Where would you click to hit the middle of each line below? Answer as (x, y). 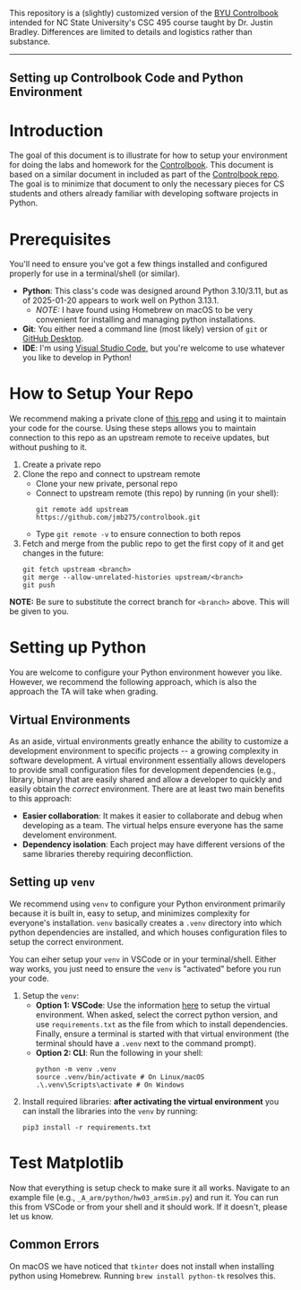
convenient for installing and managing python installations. (146, 320)
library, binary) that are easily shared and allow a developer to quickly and (146, 779)
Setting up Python (78, 648)
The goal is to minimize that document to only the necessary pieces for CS (147, 184)
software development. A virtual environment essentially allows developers (148, 760)
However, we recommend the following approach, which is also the (133, 682)
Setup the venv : (50, 995)
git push (39, 585)
